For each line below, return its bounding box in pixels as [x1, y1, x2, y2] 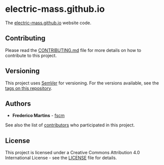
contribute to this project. [5, 52, 57, 58]
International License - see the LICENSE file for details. [5, 155, 117, 161]
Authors [5, 99, 31, 108]
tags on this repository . [5, 85, 53, 91]
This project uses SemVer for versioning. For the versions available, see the [5, 80, 160, 86]
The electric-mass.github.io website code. [5, 20, 92, 26]
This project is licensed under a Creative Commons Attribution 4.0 [5, 150, 140, 156]
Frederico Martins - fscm [12, 113, 65, 119]
